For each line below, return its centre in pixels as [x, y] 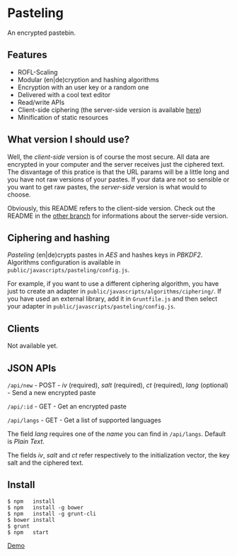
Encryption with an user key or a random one [83, 87]
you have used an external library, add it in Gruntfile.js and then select [112, 299]
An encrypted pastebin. [42, 33]
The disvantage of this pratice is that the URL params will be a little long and [118, 172]
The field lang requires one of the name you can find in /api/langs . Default [117, 434]
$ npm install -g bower [45, 507]
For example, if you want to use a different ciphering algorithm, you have [113, 284]
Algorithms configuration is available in [64, 262]
